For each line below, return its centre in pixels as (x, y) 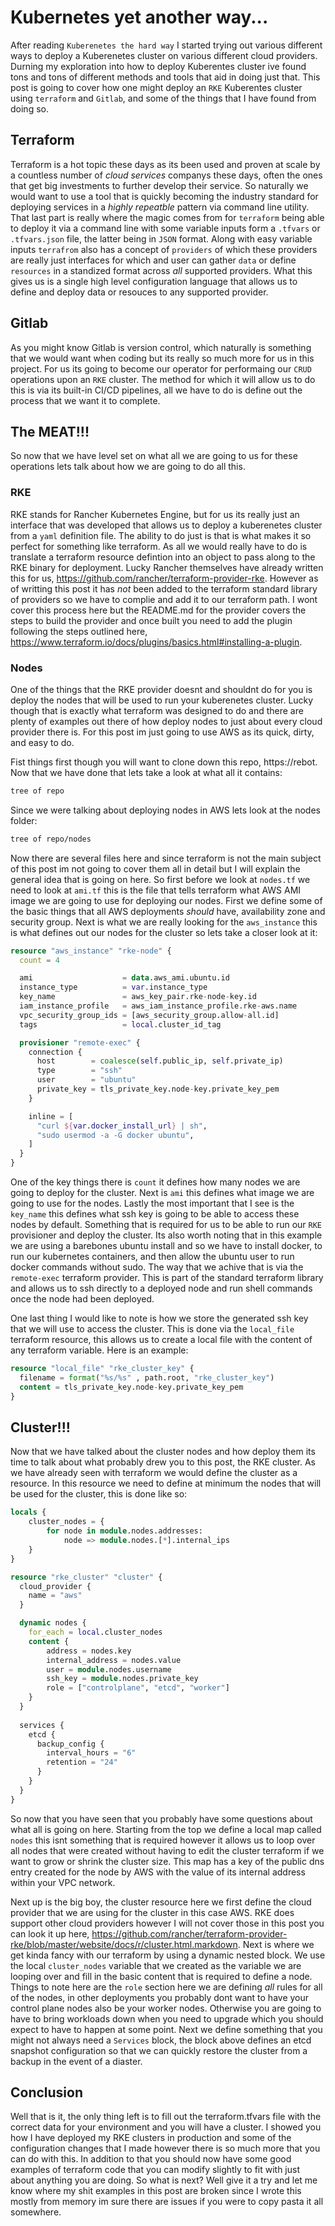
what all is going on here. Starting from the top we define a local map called (166, 1829)
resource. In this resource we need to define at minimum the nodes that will (166, 1483)
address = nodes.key (89, 1651)
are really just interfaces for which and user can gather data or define (153, 260)
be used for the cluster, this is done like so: (99, 1494)
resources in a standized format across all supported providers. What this (161, 270)
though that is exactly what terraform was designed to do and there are (157, 710)
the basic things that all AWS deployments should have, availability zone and (168, 911)
